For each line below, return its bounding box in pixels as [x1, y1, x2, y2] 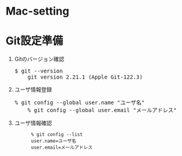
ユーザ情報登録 [14, 86, 52, 93]
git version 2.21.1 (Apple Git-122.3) [27, 74, 143, 80]
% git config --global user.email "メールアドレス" [27, 107, 177, 114]
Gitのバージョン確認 [14, 55, 64, 63]
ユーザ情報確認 [14, 119, 52, 127]
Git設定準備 [5, 34, 63, 48]
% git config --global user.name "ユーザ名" [14, 99, 145, 106]
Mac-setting [5, 4, 70, 18]
